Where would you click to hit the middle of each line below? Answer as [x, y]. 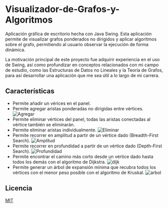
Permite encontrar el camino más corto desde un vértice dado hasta [83, 156]
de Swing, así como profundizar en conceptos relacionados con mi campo [82, 65]
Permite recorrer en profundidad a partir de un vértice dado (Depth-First [87, 146]
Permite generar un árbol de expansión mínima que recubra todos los [84, 167]
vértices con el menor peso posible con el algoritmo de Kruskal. [78, 172]
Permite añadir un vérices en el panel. [52, 103]
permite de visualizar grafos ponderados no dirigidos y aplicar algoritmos [81, 39]
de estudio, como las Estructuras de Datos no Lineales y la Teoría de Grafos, [84, 70]
